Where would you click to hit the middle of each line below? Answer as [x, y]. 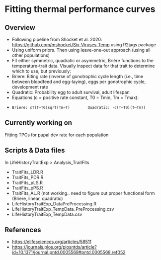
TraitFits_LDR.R [27, 172]
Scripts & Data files [35, 150]
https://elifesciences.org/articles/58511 [52, 242]
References [23, 230]
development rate [30, 87]
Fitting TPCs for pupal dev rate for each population [57, 135]
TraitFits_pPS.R [27, 188]
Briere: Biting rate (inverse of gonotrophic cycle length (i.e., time [78, 76]
